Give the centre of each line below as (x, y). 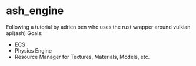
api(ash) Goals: (24, 33)
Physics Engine (33, 50)
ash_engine (35, 11)
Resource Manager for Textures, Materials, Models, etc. (82, 57)
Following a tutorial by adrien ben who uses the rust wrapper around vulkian (98, 27)
